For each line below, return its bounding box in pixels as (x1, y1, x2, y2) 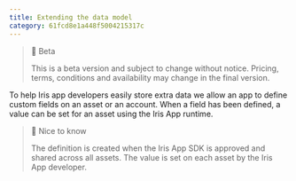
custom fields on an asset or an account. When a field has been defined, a (9, 98, 281, 109)
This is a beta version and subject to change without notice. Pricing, (30, 63, 279, 74)
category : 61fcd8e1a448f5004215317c (9, 21, 144, 30)
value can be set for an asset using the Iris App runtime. (9, 108, 214, 119)
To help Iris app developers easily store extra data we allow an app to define (9, 90, 288, 100)
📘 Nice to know (30, 125, 87, 136)
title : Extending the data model (9, 12, 133, 22)
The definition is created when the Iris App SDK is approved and (30, 143, 266, 153)
